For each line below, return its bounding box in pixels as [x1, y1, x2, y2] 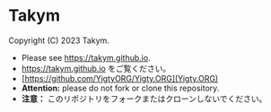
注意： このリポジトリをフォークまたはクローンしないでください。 [21, 93, 267, 104]
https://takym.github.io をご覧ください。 [21, 63, 171, 73]
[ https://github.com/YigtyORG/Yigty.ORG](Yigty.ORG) [21, 73, 219, 83]
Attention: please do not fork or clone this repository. [21, 82, 220, 93]
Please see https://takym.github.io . [21, 52, 151, 63]
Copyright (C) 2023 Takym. [8, 35, 109, 46]
